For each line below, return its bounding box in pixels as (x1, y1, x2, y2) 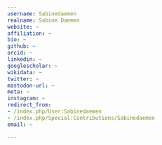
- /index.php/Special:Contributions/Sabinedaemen (7, 114, 156, 121)
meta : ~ (7, 88, 30, 95)
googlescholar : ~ (7, 62, 58, 69)
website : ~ (7, 23, 39, 30)
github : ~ (7, 43, 36, 50)
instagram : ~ (7, 95, 46, 102)
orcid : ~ (7, 50, 33, 57)
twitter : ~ (7, 75, 39, 83)
